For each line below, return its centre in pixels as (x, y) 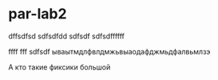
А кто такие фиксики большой (59, 67)
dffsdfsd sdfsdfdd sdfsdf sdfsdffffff (67, 36)
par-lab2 (38, 14)
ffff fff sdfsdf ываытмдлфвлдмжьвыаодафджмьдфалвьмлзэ (109, 51)
